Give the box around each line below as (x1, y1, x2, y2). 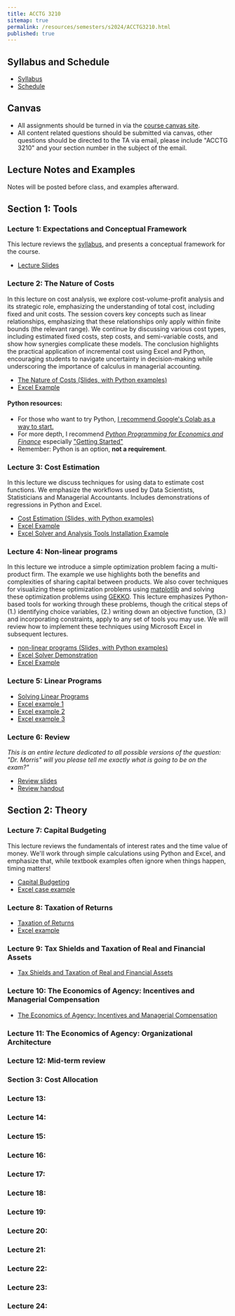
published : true (7, 30, 55, 37)
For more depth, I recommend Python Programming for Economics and (17, 430, 224, 438)
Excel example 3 (17, 715, 65, 723)
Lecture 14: (7, 1113, 47, 1123)
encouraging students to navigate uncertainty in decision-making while (7, 354, 213, 363)
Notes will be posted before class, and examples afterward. (7, 182, 179, 191)
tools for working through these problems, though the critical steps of (27, 600, 228, 608)
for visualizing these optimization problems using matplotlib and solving (7, 585, 215, 594)
